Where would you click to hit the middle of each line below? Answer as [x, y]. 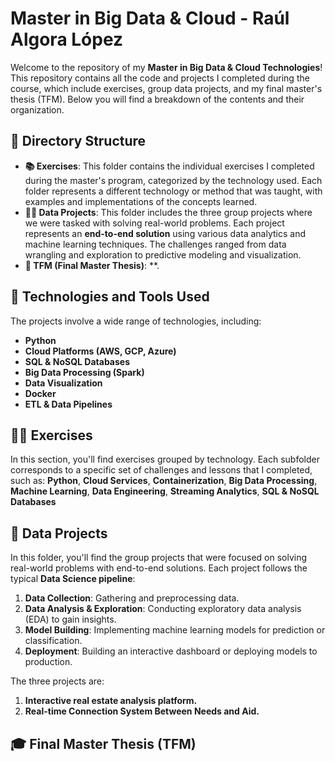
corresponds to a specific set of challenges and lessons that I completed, [161, 470]
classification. [53, 641]
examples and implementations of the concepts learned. [141, 201]
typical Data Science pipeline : [73, 579]
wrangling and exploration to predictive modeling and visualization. [163, 254]
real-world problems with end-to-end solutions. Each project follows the [159, 568]
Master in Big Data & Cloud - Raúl [150, 18]
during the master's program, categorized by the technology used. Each [173, 180]
